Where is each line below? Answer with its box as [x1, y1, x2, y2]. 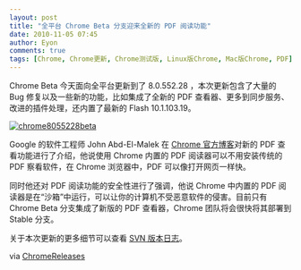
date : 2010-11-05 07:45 [9, 30, 99, 38]
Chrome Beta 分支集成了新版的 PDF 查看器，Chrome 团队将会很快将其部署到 [9, 203, 292, 213]
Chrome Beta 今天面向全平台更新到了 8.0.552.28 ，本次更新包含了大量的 [9, 80, 277, 90]
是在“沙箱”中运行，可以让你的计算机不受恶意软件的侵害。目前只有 [24, 191, 268, 202]
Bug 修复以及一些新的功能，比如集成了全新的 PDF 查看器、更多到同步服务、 [9, 91, 289, 102]
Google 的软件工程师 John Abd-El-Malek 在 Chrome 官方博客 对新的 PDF [9, 139, 276, 149]
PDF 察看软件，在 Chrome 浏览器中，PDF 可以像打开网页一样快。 [9, 162, 251, 172]
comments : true [9, 46, 66, 55]
